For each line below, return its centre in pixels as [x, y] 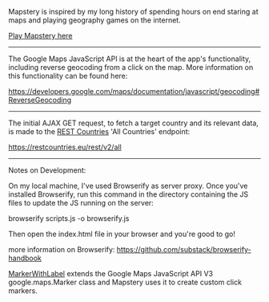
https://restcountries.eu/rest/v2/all [65, 147]
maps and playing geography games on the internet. [95, 20]
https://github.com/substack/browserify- [184, 249]
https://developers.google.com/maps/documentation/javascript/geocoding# [134, 91]
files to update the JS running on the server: [81, 203]
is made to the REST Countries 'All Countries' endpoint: [99, 131]
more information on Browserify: [62, 249]
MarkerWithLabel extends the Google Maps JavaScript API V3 [111, 273]
